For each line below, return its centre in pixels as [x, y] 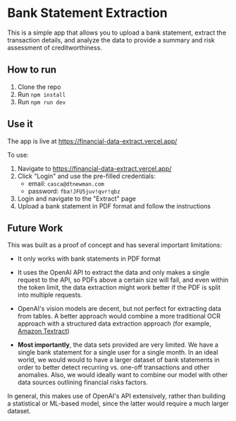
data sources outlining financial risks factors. [82, 382]
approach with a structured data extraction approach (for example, [114, 324]
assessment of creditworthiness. [55, 47]
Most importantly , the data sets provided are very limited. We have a [118, 345]
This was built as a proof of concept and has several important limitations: [114, 245]
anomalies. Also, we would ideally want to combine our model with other [123, 375]
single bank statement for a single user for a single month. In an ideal [118, 352]
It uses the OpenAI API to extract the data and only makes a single [113, 273]
